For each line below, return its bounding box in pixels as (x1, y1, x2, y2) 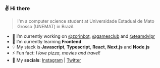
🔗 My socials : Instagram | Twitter (12, 57, 81, 63)
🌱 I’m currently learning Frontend (12, 39, 82, 45)
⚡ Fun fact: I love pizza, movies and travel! (12, 50, 100, 56)
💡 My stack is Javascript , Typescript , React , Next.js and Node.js (12, 44, 150, 50)
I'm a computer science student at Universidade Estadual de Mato (17, 18, 154, 24)
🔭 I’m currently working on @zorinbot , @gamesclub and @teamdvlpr (12, 33, 155, 39)
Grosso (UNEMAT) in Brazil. (17, 24, 75, 30)
